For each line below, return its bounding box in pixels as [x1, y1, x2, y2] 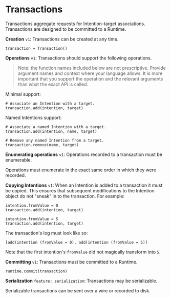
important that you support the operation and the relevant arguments [17, 75, 163, 82]
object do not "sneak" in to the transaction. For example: [5, 193, 124, 199]
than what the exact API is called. [17, 81, 89, 87]
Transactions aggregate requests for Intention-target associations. [5, 21, 145, 27]
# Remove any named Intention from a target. [5, 137, 104, 143]
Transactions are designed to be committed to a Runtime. [5, 26, 126, 32]
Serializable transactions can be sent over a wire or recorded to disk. [5, 287, 151, 293]
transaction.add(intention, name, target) [5, 129, 97, 134]
